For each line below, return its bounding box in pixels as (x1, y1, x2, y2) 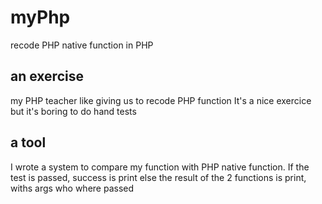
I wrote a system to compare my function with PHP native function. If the (10, 161, 310, 173)
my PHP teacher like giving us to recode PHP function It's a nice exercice (10, 94, 312, 106)
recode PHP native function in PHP (10, 39, 154, 51)
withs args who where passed (10, 182, 135, 194)
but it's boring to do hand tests (10, 105, 137, 117)
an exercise (10, 68, 84, 85)
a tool (10, 134, 47, 151)
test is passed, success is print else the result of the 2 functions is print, (10, 171, 307, 183)
